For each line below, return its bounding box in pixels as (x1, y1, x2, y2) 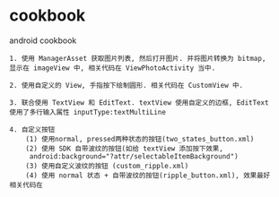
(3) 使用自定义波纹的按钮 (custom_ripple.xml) (25, 161, 189, 170)
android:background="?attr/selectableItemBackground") (29, 151, 240, 161)
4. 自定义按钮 (9, 124, 56, 134)
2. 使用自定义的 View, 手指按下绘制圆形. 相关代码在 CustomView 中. (9, 81, 244, 90)
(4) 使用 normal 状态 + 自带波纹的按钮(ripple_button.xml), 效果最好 (25, 171, 271, 180)
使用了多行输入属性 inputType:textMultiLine (9, 107, 166, 116)
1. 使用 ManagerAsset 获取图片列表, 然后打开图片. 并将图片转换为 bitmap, (9, 54, 266, 63)
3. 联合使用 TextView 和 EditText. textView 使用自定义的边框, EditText (9, 98, 269, 107)
